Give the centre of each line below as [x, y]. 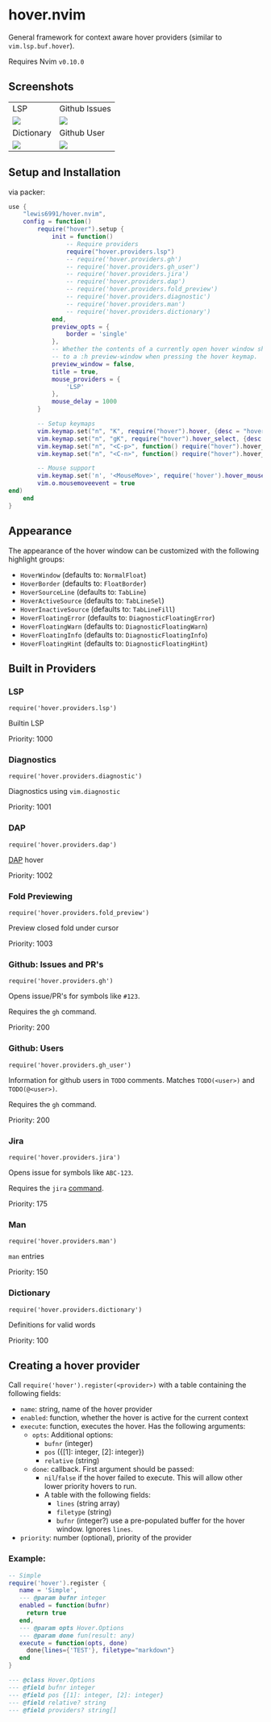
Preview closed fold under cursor [64, 928]
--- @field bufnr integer [52, 1687]
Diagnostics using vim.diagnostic [65, 792]
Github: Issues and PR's [56, 964]
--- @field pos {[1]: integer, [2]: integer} [86, 1695]
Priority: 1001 [30, 807]
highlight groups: [36, 559]
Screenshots [41, 87]
